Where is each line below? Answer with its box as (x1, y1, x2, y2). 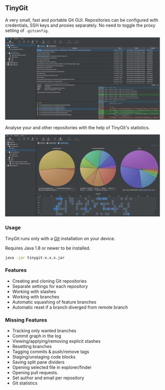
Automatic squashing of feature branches (12, 299, 97, 305)
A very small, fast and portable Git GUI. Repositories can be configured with (5, 17, 159, 23)
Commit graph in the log (12, 333, 61, 339)
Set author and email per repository (12, 375, 84, 381)
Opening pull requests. (12, 370, 58, 376)
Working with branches (12, 293, 60, 300)
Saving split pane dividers (12, 359, 65, 365)
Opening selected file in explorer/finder (12, 364, 92, 370)
